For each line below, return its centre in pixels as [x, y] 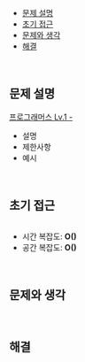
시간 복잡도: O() [49, 236]
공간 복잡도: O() [49, 247]
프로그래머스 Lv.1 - [41, 117]
